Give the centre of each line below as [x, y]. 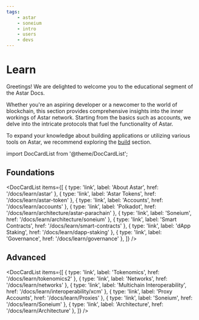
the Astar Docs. [26, 93]
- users [27, 34]
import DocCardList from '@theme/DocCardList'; [67, 153]
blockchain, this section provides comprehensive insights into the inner [95, 111]
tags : [13, 12]
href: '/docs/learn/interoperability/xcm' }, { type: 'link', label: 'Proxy [89, 291]
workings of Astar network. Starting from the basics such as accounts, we [99, 117]
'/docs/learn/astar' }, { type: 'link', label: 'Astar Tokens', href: [81, 193]
